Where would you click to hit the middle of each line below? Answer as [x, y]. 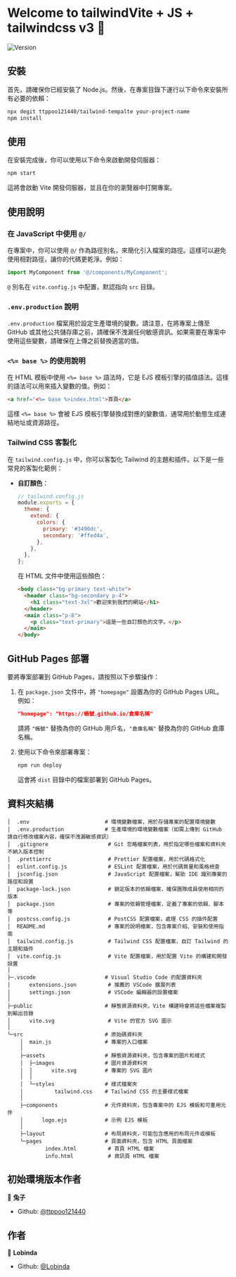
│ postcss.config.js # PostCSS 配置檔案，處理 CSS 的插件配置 [113, 919]
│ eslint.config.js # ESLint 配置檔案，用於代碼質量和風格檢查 [113, 867]
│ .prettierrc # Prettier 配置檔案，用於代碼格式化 [106, 859]
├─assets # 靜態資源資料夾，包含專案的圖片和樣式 [113, 1056]
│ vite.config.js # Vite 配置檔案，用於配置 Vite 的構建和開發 [117, 956]
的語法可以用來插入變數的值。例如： [60, 386]
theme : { [37, 510]
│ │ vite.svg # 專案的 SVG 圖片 [86, 1070]
